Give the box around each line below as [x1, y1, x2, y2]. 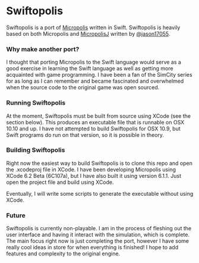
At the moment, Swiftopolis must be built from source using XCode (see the [6, 112, 191, 120]
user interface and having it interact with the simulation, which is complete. [6, 231, 190, 239]
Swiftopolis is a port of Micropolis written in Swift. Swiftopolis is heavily [6, 24, 181, 31]
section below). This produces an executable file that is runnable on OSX [6, 118, 185, 126]
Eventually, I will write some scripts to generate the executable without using [6, 190, 194, 197]
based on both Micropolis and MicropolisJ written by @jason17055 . [6, 30, 170, 37]
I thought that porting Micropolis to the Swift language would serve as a [6, 58, 181, 66]
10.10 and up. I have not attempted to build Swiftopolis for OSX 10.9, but [6, 125, 181, 132]
